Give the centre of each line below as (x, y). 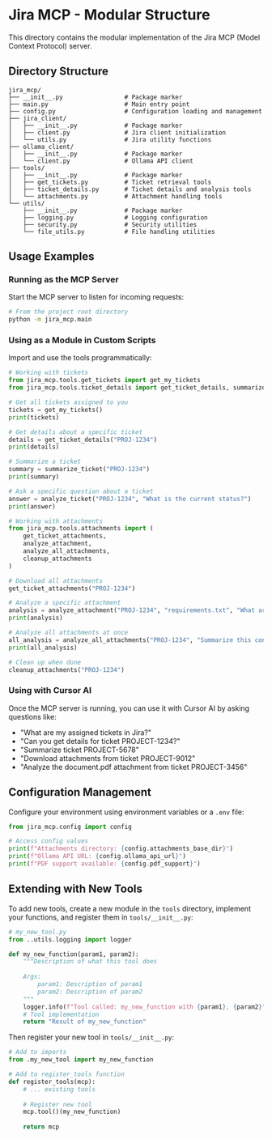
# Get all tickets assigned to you (68, 402)
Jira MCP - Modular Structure (109, 15)
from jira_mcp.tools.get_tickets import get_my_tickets (104, 380)
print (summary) (34, 477)
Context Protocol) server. (50, 45)
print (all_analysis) (43, 648)
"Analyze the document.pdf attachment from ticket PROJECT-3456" (134, 767)
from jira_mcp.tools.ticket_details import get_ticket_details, (119, 388)
